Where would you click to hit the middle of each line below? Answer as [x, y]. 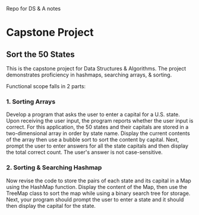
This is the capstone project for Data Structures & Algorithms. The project [96, 68]
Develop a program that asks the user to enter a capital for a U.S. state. [93, 114]
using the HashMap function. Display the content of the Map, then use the [97, 187]
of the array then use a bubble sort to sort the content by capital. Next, [93, 140]
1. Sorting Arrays [31, 101]
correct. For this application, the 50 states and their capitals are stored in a [97, 127]
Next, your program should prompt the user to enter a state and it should [95, 199]
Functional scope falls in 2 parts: [46, 86]
